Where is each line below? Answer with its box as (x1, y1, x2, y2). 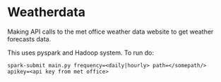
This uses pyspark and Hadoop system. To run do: (7, 48, 154, 57)
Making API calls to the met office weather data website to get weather (7, 27, 214, 36)
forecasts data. (7, 34, 52, 43)
